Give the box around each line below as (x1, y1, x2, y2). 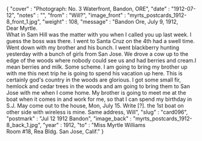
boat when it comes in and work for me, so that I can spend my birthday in (6, 95, 192, 103)
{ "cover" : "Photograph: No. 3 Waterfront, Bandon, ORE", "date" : (6, 5, 170, 12)
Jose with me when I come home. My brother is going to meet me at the (6, 89, 186, 96)
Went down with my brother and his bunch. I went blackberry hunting (6, 44, 180, 51)
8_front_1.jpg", (6, 18, 41, 25)
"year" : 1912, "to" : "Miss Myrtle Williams (42, 122, 146, 128)
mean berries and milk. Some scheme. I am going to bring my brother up (6, 63, 188, 70)
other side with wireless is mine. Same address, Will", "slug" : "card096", (6, 109, 188, 115)
